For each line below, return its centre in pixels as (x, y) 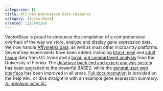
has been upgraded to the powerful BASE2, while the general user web (77, 68)
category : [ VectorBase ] (29, 18)
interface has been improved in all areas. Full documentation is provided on (81, 73)
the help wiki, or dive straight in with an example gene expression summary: (81, 78)
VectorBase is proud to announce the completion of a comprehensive (75, 37)
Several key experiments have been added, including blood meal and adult (80, 53)
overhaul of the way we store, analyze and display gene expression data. (79, 42)
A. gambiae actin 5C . (26, 84)
